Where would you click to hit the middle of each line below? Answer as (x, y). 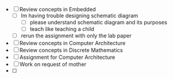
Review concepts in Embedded (58, 9)
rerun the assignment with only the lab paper (76, 36)
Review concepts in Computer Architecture (72, 43)
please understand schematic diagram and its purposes (98, 23)
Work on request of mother (53, 64)
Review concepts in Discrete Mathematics (71, 50)
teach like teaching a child (62, 29)
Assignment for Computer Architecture (67, 57)
